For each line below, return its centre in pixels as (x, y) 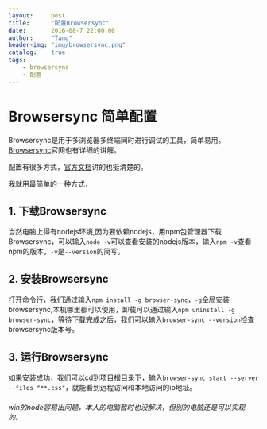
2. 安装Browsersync (58, 279)
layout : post (37, 15)
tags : (17, 60)
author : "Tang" (41, 38)
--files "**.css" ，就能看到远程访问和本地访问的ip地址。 (103, 387)
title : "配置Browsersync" (59, 23)
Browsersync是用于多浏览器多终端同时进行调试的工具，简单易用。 (117, 140)
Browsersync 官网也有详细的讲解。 (65, 150)
